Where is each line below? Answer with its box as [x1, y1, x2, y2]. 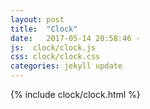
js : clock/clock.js [10, 42, 97, 53]
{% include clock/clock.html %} [10, 89, 141, 100]
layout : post [10, 14, 65, 25]
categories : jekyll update [10, 61, 123, 71]
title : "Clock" [10, 24, 78, 34]
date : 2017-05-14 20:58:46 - [10, 33, 141, 43]
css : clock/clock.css [10, 52, 101, 62]
